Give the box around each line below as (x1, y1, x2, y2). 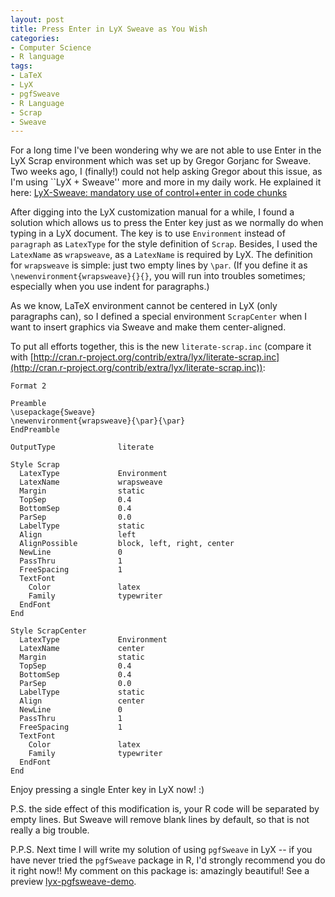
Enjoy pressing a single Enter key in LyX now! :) (10, 784, 205, 796)
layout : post (10, 14, 65, 25)
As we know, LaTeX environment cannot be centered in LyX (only (10, 300, 278, 312)
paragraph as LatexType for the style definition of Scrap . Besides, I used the (10, 238, 318, 250)
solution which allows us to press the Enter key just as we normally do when (10, 217, 324, 229)
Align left (19, 530, 137, 540)
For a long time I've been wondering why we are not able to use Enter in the (10, 144, 322, 156)
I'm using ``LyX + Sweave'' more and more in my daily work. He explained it (10, 176, 322, 188)
